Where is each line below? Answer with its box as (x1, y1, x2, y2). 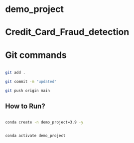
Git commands (5, 49, 67, 60)
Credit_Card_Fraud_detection (5, 26, 130, 38)
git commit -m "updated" (5, 79, 57, 84)
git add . (5, 70, 26, 75)
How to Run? (5, 102, 46, 110)
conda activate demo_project (5, 133, 66, 138)
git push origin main (5, 88, 50, 93)
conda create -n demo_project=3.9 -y (5, 119, 84, 124)
